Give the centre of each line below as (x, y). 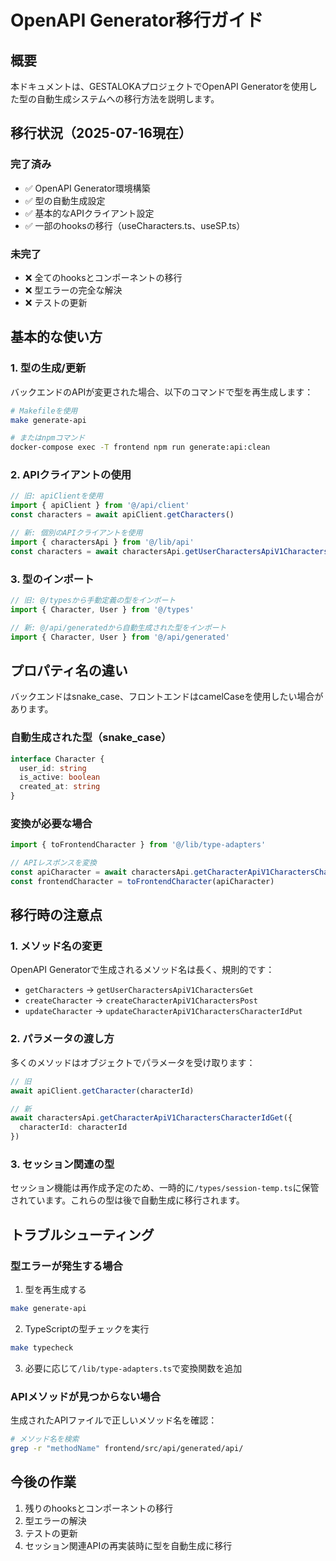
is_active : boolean (60, 777)
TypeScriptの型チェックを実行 (87, 1328)
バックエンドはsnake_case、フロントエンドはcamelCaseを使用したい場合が (167, 697)
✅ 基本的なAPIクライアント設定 (89, 213)
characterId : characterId (73, 1127)
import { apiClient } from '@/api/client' (100, 506)
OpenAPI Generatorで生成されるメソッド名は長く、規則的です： (142, 970)
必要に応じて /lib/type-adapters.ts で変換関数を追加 (133, 1368)
